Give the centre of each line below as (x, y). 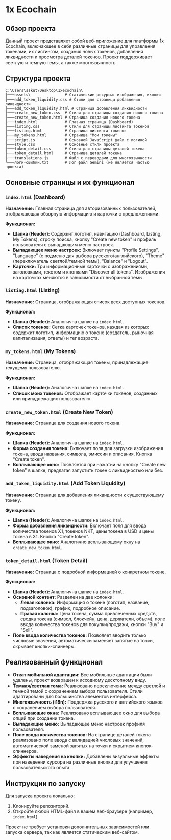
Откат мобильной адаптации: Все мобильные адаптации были (82, 675)
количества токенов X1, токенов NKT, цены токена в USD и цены (83, 531)
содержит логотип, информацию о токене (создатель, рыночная (83, 333)
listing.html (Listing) (33, 290)
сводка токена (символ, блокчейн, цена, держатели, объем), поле (93, 619)
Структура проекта (38, 79)
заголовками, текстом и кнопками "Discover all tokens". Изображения (89, 272)
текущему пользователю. (33, 368)
